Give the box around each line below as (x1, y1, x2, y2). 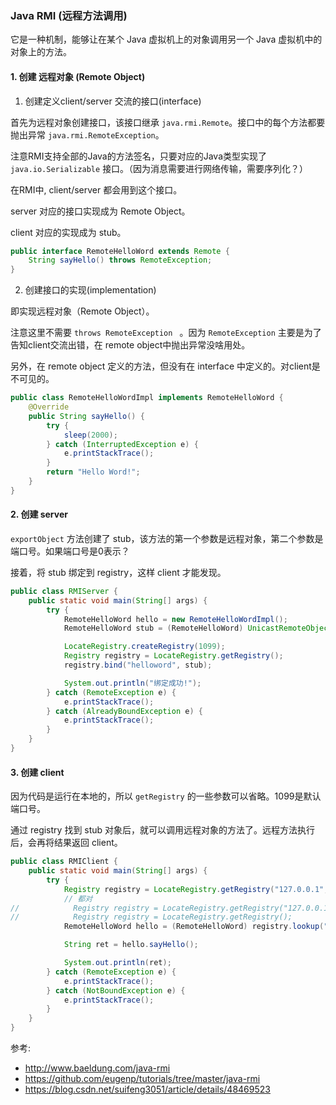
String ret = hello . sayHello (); (63, 940, 199, 950)
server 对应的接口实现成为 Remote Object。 (10, 205, 191, 217)
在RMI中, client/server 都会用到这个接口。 (10, 183, 183, 196)
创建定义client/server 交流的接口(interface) (24, 95, 202, 107)
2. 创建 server (10, 508, 68, 521)
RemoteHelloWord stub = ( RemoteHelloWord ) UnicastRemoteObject (63, 623, 333, 634)
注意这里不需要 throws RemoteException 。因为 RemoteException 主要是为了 (10, 327, 322, 339)
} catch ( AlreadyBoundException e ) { (46, 706, 203, 716)
